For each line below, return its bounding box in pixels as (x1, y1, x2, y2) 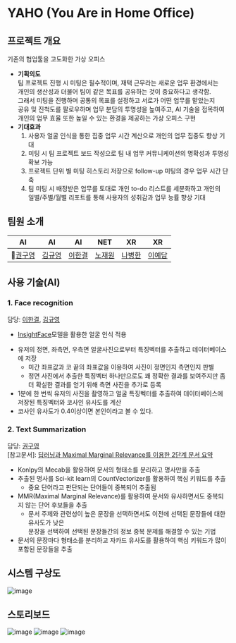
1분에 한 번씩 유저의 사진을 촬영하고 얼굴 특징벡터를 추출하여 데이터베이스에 (17, 389, 223, 398)
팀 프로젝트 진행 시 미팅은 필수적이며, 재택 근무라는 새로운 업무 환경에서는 (17, 79, 219, 87)
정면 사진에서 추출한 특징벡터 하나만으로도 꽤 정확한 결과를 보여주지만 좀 (27, 372, 226, 380)
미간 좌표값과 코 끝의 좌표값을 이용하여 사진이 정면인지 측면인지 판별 (27, 362, 215, 371)
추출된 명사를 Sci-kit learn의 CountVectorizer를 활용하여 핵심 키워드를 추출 (17, 474, 226, 482)
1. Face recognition (7, 298, 74, 308)
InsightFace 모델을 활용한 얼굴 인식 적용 (17, 330, 127, 338)
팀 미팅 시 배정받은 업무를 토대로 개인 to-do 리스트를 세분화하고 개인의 (27, 185, 221, 192)
